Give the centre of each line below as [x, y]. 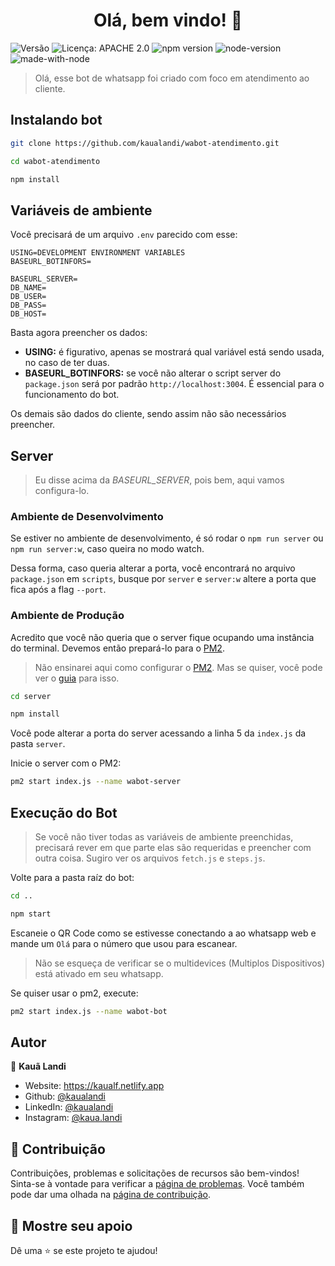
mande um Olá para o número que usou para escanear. [124, 943]
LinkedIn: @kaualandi [69, 1107]
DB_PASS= [28, 305]
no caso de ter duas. [67, 363]
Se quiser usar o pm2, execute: [74, 993]
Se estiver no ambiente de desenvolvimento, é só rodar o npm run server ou [167, 538]
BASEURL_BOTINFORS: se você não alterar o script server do [153, 373]
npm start [31, 914]
